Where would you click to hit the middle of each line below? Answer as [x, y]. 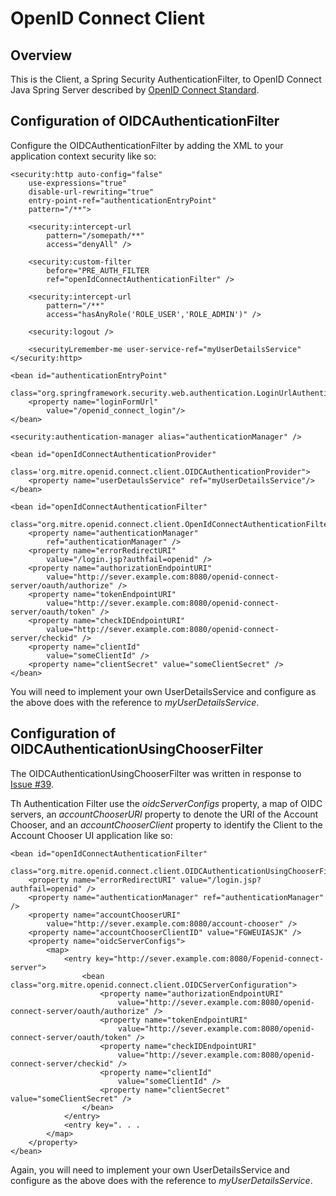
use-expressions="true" [78, 183]
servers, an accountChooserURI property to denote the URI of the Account [164, 814]
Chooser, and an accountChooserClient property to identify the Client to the [166, 824]
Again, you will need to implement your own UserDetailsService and [150, 1169]
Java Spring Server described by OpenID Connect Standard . [135, 90]
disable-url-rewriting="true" [91, 192]
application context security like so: [83, 156]
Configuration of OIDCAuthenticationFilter [145, 121]
